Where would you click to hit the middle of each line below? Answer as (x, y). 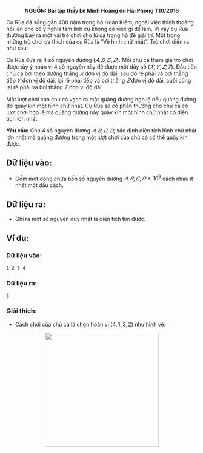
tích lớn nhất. (23, 119)
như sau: (17, 48)
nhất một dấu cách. (39, 185)
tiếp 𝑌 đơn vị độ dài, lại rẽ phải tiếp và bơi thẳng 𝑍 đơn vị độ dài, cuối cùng (99, 80)
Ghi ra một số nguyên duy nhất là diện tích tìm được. (80, 219)
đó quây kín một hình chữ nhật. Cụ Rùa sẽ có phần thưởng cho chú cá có (97, 106)
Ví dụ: (18, 238)
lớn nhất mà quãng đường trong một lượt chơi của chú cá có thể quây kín (97, 137)
